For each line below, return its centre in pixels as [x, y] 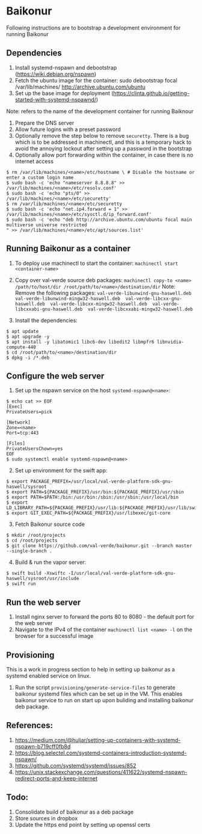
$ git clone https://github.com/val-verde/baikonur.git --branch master [99, 546]
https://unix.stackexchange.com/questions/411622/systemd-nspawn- [101, 772]
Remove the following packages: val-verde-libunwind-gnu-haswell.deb [103, 292]
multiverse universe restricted [47, 225]
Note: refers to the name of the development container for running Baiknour [100, 111]
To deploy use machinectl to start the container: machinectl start [96, 263]
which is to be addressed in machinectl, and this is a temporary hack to [103, 142]
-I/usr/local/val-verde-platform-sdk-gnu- [122, 573]
